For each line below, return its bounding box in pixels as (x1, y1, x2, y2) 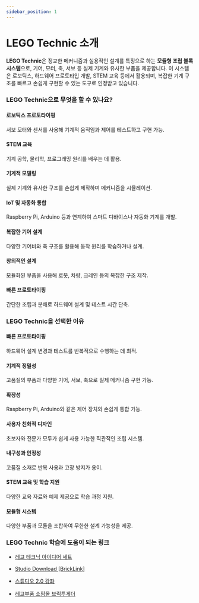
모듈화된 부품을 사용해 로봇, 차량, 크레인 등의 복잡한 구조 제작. (6, 272, 149, 279)
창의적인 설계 (6, 257, 37, 265)
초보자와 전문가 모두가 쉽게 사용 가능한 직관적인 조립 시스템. (6, 434, 144, 442)
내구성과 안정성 (6, 449, 42, 456)
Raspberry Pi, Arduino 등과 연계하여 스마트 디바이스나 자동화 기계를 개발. (6, 213, 177, 220)
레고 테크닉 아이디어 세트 (14, 553, 72, 560)
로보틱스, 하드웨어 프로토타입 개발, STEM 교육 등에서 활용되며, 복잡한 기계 (12, 72, 184, 79)
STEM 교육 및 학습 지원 (6, 478, 60, 486)
